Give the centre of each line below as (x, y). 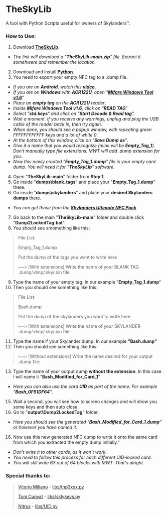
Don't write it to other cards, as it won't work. (60, 452)
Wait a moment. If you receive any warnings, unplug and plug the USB (86, 119)
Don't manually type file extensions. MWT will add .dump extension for (86, 151)
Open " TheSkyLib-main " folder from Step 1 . (59, 177)
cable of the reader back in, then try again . (57, 124)
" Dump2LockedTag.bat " (39, 223)
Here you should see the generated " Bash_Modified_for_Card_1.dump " (87, 422)
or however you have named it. (45, 427)
